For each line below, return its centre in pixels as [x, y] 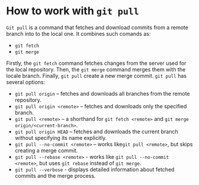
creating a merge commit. [46, 150]
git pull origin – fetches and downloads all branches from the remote [102, 93]
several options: [26, 82]
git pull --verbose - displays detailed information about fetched [94, 169]
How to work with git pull [73, 11]
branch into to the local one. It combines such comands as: [78, 33]
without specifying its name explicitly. [61, 137]
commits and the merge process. [55, 175]
